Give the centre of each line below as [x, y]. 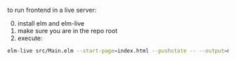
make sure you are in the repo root [67, 31]
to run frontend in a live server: [52, 10]
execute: [30, 38]
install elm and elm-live [51, 23]
